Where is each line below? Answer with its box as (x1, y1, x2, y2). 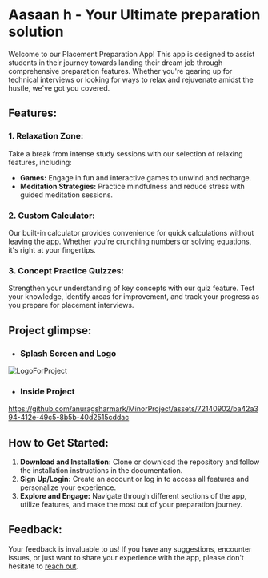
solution (8, 22, 64, 41)
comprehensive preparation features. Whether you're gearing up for (8, 66, 233, 75)
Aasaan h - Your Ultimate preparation (8, 6, 261, 24)
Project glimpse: (8, 323, 92, 338)
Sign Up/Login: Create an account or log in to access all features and (19, 475, 250, 484)
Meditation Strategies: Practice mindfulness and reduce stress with (19, 181, 246, 191)
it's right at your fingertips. (8, 245, 96, 254)
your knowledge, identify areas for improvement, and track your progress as (8, 292, 260, 301)
